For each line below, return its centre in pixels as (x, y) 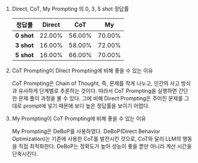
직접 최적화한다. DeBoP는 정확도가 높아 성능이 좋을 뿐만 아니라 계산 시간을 (105, 146)
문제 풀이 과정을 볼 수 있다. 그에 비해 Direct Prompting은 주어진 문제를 (100, 98)
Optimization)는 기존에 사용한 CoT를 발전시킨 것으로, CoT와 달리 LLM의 (96, 139)
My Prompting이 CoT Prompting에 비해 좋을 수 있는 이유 (79, 118)
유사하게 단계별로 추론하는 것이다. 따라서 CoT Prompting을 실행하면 (98, 91)
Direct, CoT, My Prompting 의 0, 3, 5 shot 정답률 (70, 9)
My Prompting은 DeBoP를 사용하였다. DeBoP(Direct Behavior (86, 131)
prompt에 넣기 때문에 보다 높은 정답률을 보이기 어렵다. (86, 106)
